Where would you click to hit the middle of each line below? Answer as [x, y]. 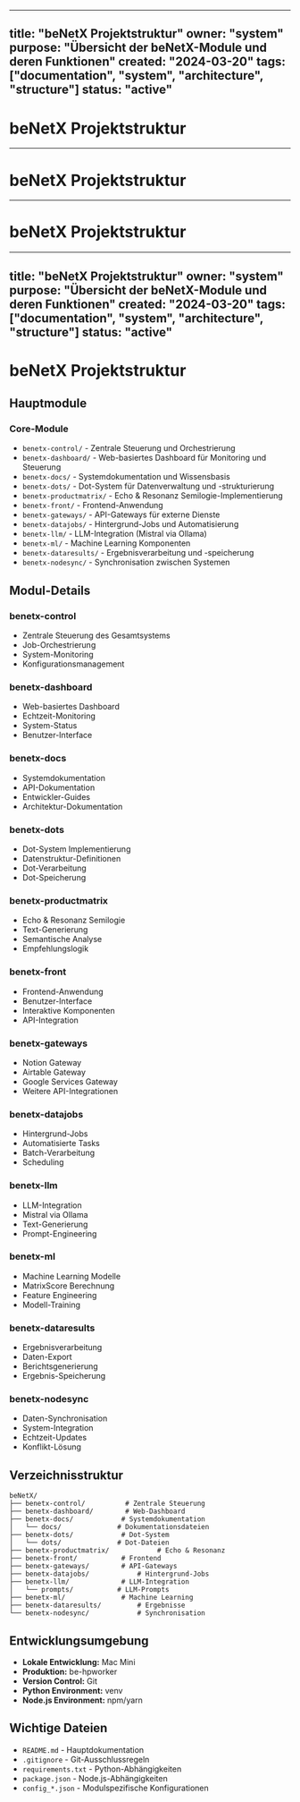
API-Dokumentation [58, 787]
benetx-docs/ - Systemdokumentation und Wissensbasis [126, 477]
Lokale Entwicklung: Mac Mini [79, 1662]
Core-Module [39, 429]
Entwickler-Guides [56, 796]
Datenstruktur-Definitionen [71, 859]
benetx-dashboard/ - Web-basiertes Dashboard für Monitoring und [144, 458]
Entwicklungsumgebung [79, 1640]
